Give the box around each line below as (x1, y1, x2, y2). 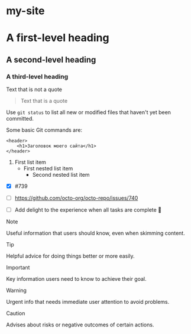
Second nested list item (32, 171, 90, 179)
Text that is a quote (20, 98, 68, 105)
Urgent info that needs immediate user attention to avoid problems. (6, 299, 170, 306)
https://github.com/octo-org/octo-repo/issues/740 (14, 194, 138, 202)
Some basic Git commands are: (6, 127, 83, 134)
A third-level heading (6, 72, 69, 80)
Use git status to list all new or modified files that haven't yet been (6, 109, 171, 116)
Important (6, 264, 30, 271)
